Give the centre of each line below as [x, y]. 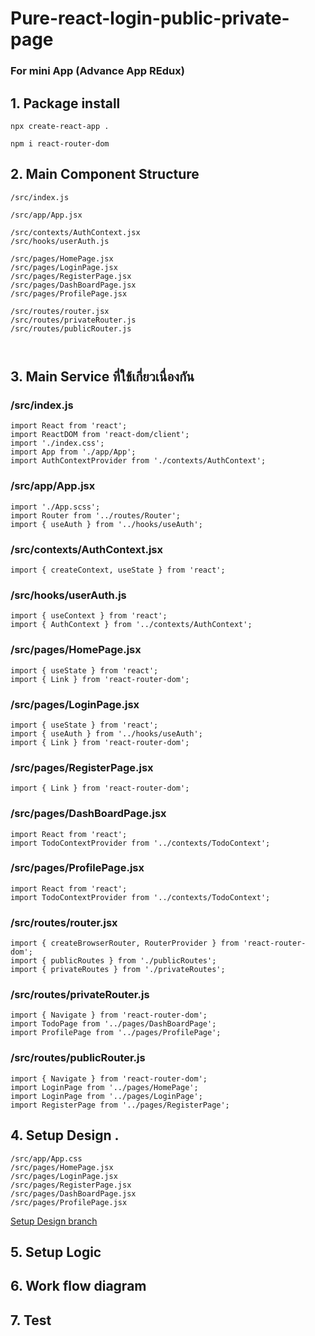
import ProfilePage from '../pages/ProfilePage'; [116, 1033]
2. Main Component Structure [105, 174]
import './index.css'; [57, 443]
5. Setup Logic [56, 1252]
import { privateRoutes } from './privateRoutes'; [118, 970]
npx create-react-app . [60, 126]
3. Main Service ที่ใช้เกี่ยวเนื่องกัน [102, 377]
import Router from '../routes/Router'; [96, 515]
